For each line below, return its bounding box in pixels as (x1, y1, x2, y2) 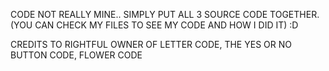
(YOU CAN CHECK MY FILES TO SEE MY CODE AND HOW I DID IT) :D (10, 19, 299, 31)
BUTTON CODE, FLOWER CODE (10, 49, 143, 61)
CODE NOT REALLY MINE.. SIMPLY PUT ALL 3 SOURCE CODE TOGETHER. (10, 9, 320, 20)
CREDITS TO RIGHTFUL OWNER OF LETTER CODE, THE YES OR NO (10, 39, 292, 50)
